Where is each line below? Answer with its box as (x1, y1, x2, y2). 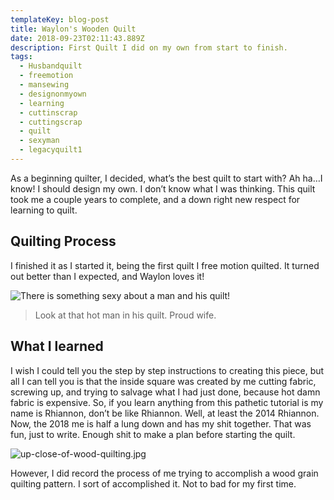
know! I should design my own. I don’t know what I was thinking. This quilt (10, 182, 316, 195)
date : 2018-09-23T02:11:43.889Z (10, 33, 145, 43)
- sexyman (19, 136, 60, 146)
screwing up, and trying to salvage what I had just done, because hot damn (10, 386, 321, 398)
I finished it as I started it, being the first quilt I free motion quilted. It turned (10, 259, 320, 271)
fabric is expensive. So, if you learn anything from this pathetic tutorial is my (10, 396, 324, 408)
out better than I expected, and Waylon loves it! (10, 270, 205, 282)
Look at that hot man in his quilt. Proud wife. (34, 309, 217, 321)
